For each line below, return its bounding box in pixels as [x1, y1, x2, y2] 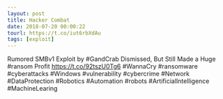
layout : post [7, 10, 45, 17]
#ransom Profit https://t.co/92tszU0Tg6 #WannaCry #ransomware [7, 62, 199, 71]
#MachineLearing [7, 84, 58, 93]
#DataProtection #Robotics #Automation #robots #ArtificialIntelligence [7, 77, 210, 85]
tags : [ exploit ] [7, 36, 54, 43]
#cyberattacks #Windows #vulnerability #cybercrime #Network [7, 70, 190, 78]
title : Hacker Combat [7, 17, 70, 24]
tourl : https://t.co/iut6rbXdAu [7, 29, 101, 37]
